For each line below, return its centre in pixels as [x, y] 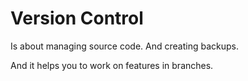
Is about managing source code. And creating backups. [124, 46]
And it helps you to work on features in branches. [112, 65]
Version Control [77, 18]
